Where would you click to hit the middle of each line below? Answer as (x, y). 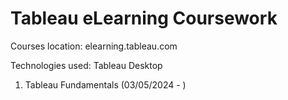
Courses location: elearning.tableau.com (94, 46)
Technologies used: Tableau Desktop (86, 65)
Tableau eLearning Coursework (144, 18)
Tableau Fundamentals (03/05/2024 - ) (105, 84)
